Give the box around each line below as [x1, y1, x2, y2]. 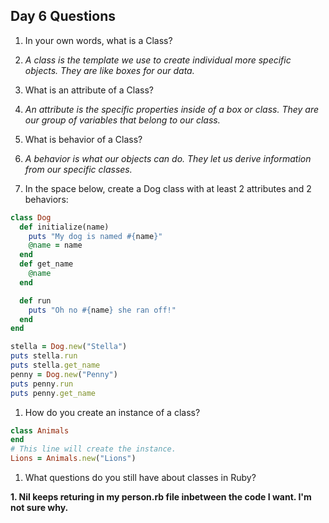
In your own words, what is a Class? [24, 34, 173, 46]
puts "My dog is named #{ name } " [28, 231, 163, 241]
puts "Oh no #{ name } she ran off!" [28, 305, 177, 315]
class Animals [10, 425, 70, 436]
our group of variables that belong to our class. [24, 114, 221, 126]
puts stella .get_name [10, 360, 101, 371]
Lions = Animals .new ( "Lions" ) [10, 454, 137, 464]
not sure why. [10, 502, 69, 514]
